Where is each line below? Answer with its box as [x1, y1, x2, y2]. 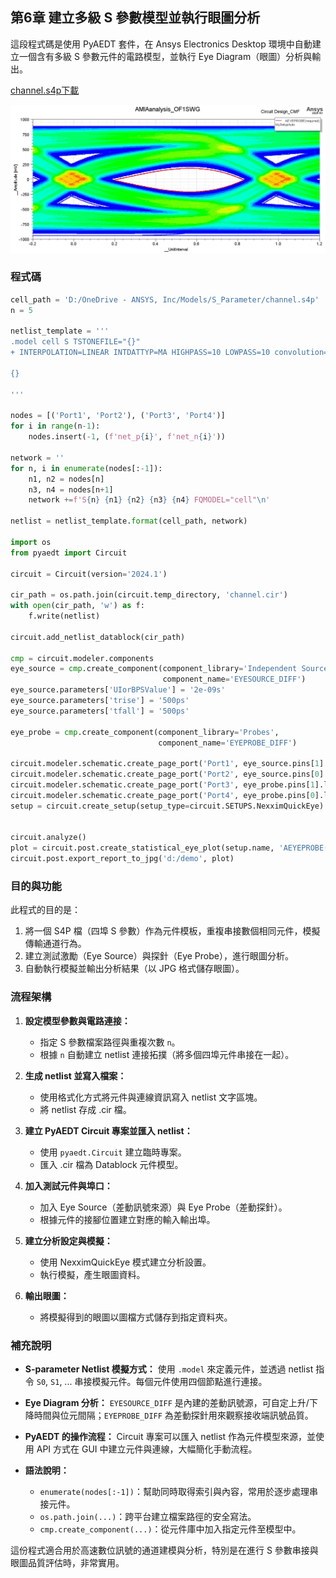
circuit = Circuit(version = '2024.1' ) [10, 569, 168, 579]
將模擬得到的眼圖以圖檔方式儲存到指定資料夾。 [39, 1311, 233, 1323]
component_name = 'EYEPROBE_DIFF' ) [158, 738, 298, 748]
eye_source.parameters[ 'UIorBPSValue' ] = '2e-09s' [10, 685, 226, 695]
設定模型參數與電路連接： [24, 1014, 131, 1027]
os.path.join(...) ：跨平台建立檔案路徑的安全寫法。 [39, 1510, 257, 1522]
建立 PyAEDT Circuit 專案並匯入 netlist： [24, 1124, 193, 1137]
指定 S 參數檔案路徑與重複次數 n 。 [39, 1036, 181, 1048]
